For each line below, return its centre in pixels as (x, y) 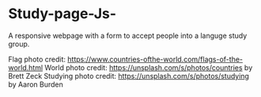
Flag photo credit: (37, 59)
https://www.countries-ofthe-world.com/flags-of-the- (155, 59)
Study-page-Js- (62, 14)
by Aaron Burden (36, 84)
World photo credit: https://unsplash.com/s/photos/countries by (149, 67)
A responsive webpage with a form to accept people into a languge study (128, 35)
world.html (26, 67)
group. (19, 43)
